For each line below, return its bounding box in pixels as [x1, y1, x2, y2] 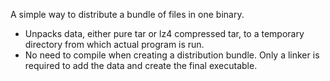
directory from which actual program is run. [24, 39, 205, 50]
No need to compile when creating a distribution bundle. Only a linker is [24, 49, 320, 61]
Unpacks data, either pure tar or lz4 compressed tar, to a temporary [24, 28, 305, 39]
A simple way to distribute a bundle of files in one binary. [10, 9, 245, 20]
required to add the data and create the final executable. [24, 60, 258, 71]
